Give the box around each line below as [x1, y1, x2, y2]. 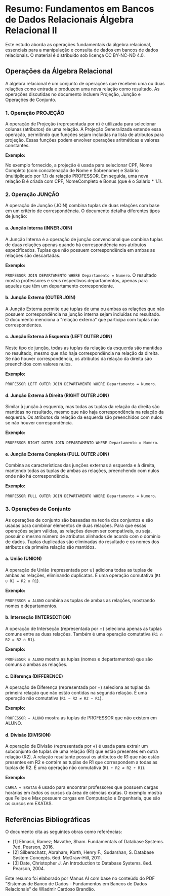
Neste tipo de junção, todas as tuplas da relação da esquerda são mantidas [5, 345, 162, 351]
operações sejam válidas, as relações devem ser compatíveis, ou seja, [5, 527, 152, 534]
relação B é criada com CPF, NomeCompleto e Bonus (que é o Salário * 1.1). [5, 178, 163, 184]
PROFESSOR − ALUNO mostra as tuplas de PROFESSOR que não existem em [5, 715, 157, 721]
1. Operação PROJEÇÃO [5, 109, 65, 116]
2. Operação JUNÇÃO [5, 191, 60, 198]
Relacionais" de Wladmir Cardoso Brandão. [5, 886, 95, 892]
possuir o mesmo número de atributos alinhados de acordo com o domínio [5, 533, 161, 539]
